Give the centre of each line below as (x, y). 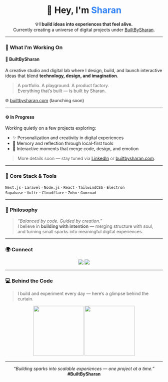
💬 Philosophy (21, 210)
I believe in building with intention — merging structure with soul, (85, 226)
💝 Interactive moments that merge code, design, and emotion (75, 149)
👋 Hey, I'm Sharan (84, 10)
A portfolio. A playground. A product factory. (63, 86)
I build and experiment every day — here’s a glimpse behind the (83, 294)
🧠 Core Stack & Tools (31, 176)
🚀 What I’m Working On (34, 47)
